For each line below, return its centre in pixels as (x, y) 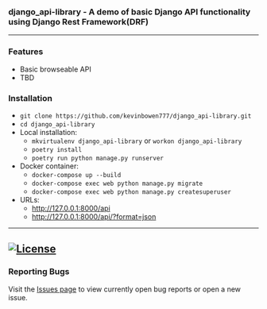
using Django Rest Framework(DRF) (79, 21)
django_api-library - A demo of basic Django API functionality (130, 12)
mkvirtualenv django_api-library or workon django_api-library (137, 141)
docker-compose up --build (76, 175)
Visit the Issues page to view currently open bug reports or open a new (124, 289)
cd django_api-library (57, 124)
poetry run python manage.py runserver (98, 158)
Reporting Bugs (39, 272)
